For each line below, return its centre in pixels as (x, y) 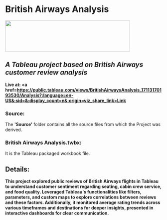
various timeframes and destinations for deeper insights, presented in (79, 208)
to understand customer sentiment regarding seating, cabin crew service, (83, 186)
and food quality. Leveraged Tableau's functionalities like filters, (73, 192)
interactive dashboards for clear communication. (57, 213)
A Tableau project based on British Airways (74, 65)
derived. (14, 130)
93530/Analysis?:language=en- (39, 95)
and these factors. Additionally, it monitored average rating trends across (83, 202)
